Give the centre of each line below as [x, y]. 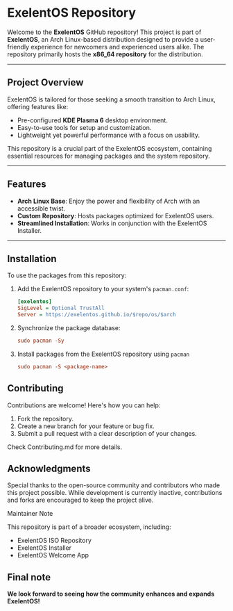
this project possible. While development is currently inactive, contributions [115, 493]
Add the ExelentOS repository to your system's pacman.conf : [103, 289]
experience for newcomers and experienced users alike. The [118, 47]
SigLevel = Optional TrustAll [61, 308]
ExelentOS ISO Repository [54, 541]
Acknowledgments [49, 468]
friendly [18, 47]
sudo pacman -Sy [41, 341]
